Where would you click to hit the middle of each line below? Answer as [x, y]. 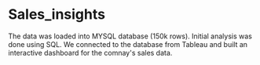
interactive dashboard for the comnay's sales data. [90, 52]
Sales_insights [57, 14]
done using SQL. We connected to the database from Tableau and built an [128, 44]
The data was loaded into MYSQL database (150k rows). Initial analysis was [130, 36]
